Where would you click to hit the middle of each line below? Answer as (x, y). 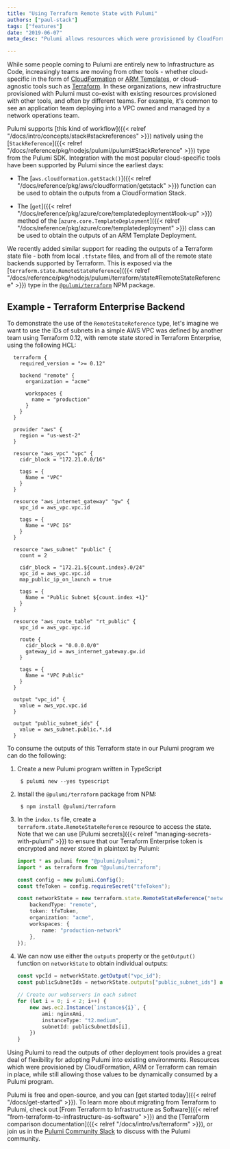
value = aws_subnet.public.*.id (65, 729)
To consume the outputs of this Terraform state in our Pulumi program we (111, 748)
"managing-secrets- (183, 834)
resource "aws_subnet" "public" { (62, 549)
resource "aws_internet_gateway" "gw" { (72, 501)
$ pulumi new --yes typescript (65, 781)
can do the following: (37, 755)
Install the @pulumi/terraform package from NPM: (87, 794)
